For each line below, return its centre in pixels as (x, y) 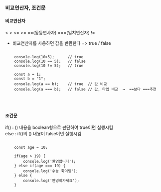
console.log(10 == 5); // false (50, 61)
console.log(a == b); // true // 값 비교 (61, 84)
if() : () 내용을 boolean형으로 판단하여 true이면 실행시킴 (59, 127)
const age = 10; (31, 148)
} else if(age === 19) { (40, 166)
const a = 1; (28, 75)
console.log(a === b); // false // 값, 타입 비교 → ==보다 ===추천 (85, 90)
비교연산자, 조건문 (25, 7)
